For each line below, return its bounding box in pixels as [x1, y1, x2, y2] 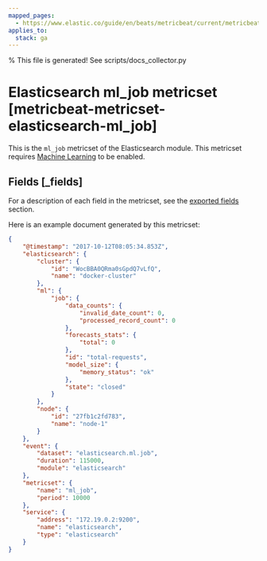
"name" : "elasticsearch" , [37, 524, 123, 532]
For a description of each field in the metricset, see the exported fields [8, 196, 239, 205]
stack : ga [15, 33, 48, 42]
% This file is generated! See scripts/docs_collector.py [8, 56, 187, 65]
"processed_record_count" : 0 [79, 316, 176, 324]
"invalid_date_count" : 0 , [79, 309, 165, 317]
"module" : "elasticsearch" [37, 464, 126, 473]
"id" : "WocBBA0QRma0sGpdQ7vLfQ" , [50, 265, 161, 273]
